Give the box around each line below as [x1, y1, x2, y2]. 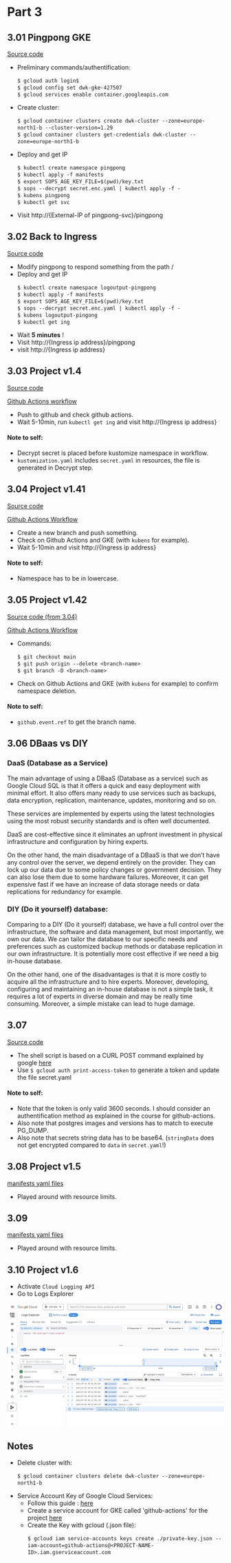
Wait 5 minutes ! [16, 330, 64, 339]
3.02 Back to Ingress [7, 231, 98, 243]
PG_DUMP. [16, 1126, 49, 1134]
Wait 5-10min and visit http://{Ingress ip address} [16, 543, 157, 552]
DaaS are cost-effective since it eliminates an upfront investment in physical [7, 830, 223, 838]
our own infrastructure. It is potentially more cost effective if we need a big [7, 949, 219, 958]
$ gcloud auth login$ [16, 77, 79, 84]
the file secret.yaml [16, 1073, 72, 1081]
